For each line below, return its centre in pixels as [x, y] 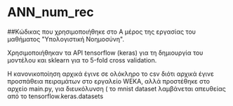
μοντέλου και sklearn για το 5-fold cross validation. [82, 60]
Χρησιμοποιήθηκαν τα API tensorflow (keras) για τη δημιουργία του [105, 53]
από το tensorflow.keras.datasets [55, 96]
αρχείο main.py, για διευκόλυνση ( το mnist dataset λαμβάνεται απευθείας [117, 88]
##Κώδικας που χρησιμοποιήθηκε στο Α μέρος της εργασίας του [102, 32]
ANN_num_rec [51, 12]
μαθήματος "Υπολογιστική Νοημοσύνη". [66, 39]
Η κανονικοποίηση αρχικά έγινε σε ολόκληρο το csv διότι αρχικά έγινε [111, 74]
